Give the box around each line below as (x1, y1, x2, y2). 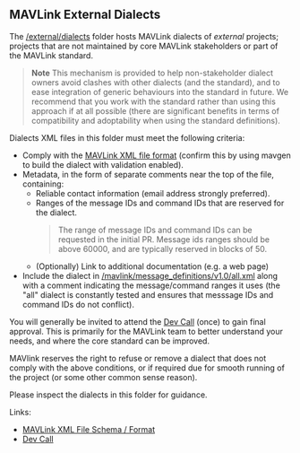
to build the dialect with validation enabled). (21, 159, 184, 170)
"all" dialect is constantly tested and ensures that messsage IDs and (21, 289, 274, 300)
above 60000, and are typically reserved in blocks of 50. (57, 243, 268, 254)
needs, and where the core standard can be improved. (9, 335, 210, 346)
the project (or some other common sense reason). (9, 371, 198, 382)
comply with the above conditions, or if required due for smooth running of (9, 362, 285, 373)
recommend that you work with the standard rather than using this (30, 96, 276, 107)
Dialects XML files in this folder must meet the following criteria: (9, 132, 245, 143)
